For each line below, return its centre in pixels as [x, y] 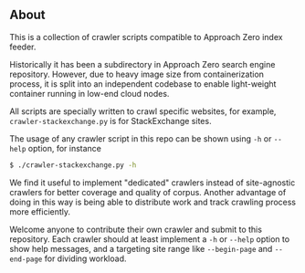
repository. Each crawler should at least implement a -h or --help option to [150, 239]
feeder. [23, 47]
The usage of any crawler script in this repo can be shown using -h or [141, 138]
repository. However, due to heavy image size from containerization [137, 74]
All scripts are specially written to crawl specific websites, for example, [143, 111]
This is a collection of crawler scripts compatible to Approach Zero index [146, 37]
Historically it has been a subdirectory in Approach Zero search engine [142, 64]
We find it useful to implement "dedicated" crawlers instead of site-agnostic [152, 183]
